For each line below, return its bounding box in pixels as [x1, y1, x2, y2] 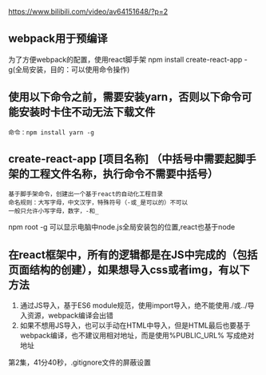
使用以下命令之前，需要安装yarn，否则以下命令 [8, 90, 242, 104]
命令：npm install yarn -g [8, 128, 94, 137]
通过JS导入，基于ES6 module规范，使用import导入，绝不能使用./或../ [19, 301, 248, 310]
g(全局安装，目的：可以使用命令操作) [8, 64, 130, 74]
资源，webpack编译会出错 [26, 311, 113, 321]
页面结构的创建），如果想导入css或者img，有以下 [8, 263, 250, 277]
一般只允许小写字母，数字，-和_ [8, 207, 99, 215]
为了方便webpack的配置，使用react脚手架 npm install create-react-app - [8, 54, 248, 64]
